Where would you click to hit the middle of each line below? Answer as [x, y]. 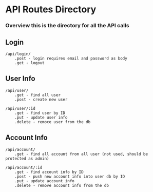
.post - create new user [41, 99]
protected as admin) [27, 158]
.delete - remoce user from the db [53, 122]
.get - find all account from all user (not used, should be [81, 154]
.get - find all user [37, 95]
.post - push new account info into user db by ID [70, 176]
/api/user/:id [21, 108]
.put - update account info [44, 181]
